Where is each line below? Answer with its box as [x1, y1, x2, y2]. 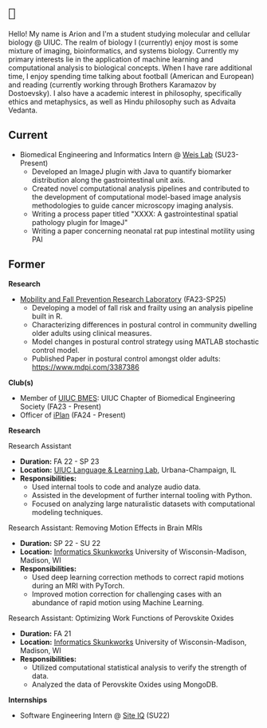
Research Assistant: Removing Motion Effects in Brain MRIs [8, 523, 203, 532]
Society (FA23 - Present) [19, 402, 102, 411]
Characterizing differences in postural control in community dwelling [31, 319, 257, 329]
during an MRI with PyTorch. [31, 580, 125, 590]
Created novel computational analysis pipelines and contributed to [31, 184, 249, 193]
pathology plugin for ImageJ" [31, 217, 128, 227]
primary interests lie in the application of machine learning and [8, 54, 214, 64]
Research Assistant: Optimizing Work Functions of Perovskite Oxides [8, 613, 234, 623]
